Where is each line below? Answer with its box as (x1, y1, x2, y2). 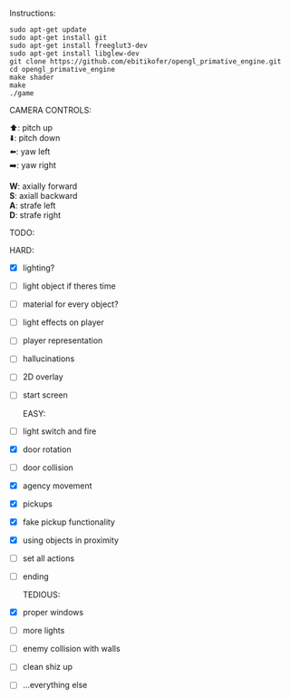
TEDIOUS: (22, 589, 61, 600)
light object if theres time (22, 281, 116, 291)
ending (22, 571, 50, 582)
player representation (22, 335, 103, 346)
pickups (22, 498, 53, 509)
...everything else (22, 680, 88, 691)
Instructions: (9, 8, 56, 18)
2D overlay (22, 371, 63, 382)
